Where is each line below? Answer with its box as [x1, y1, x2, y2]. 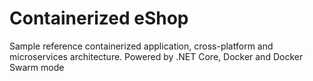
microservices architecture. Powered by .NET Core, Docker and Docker [9, 50, 304, 62]
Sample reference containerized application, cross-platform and [9, 40, 274, 52]
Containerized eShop [9, 7, 189, 30]
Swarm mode [9, 61, 65, 73]
